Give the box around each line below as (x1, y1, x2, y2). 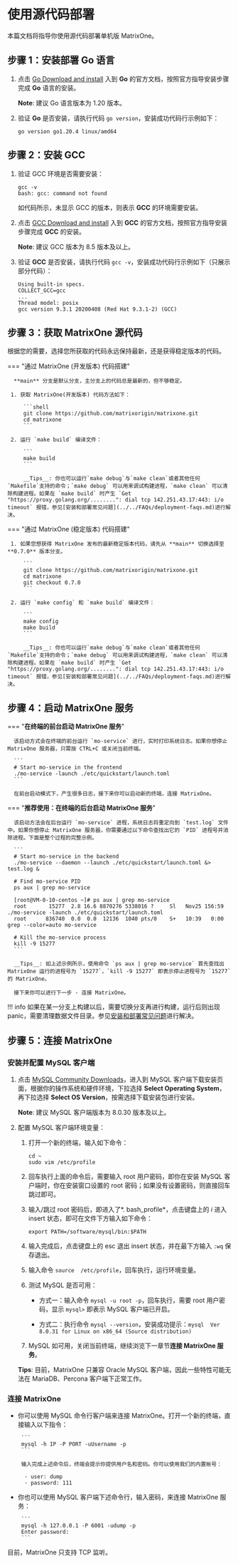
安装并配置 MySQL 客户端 (7, 1057, 95, 1067)
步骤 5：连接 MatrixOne (7, 1034, 112, 1047)
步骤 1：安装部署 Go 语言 (7, 54, 115, 66)
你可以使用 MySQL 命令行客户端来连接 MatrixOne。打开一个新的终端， (17, 1411, 225, 1420)
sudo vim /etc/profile (28, 1158, 96, 1165)
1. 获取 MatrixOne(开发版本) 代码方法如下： (10, 391, 131, 399)
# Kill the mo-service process (13, 934, 107, 941)
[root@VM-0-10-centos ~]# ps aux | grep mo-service (13, 897, 171, 904)
